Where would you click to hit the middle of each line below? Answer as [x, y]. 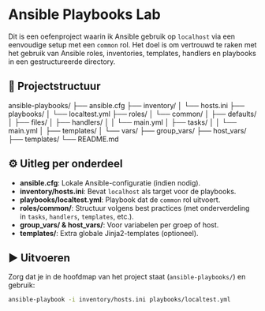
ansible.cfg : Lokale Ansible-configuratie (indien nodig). [110, 182]
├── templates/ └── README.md [64, 139]
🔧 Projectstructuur [54, 86]
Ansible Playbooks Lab [84, 15]
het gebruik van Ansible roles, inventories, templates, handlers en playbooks [132, 53]
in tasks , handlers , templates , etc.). [77, 216]
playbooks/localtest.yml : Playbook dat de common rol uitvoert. [120, 200]
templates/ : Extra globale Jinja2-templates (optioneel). [109, 233]
